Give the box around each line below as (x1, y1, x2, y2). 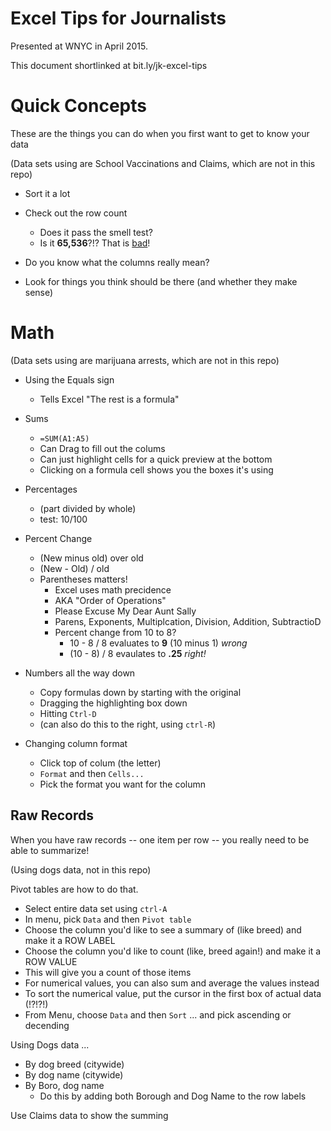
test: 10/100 (39, 513, 88, 525)
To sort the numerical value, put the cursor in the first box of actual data (24, 987, 322, 999)
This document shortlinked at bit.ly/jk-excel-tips (10, 59, 208, 71)
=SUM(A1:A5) (39, 433, 90, 444)
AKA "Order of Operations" (54, 594, 167, 606)
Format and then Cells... (39, 767, 145, 779)
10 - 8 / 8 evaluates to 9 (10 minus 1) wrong (69, 637, 248, 649)
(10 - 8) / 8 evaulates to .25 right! (69, 647, 207, 659)
